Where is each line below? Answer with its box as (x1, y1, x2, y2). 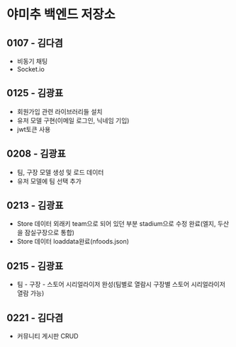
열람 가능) (16, 289, 45, 297)
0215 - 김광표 (6, 260, 64, 272)
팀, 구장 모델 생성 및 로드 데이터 (16, 168, 104, 176)
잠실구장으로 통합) (24, 228, 75, 237)
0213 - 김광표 (6, 200, 64, 212)
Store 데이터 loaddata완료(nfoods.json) (16, 237, 129, 246)
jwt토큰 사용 (16, 125, 51, 133)
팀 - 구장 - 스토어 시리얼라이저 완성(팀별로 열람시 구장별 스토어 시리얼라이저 (16, 280, 226, 289)
